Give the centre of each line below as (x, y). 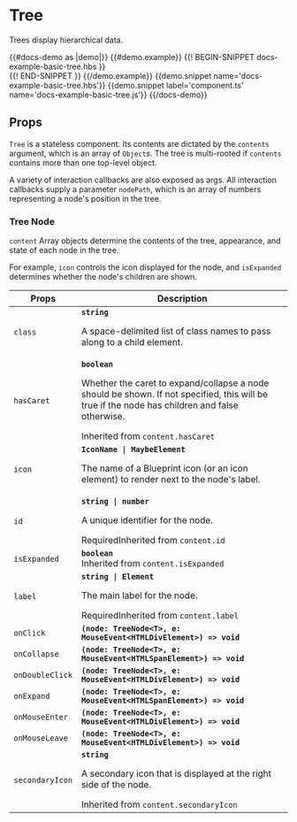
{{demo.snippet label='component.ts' (175, 85)
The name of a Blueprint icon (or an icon (165, 468)
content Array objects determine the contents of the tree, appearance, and (145, 241)
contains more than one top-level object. (83, 162)
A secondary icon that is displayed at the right (176, 773)
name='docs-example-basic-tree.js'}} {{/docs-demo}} (108, 95)
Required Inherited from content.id (153, 541)
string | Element (118, 577)
